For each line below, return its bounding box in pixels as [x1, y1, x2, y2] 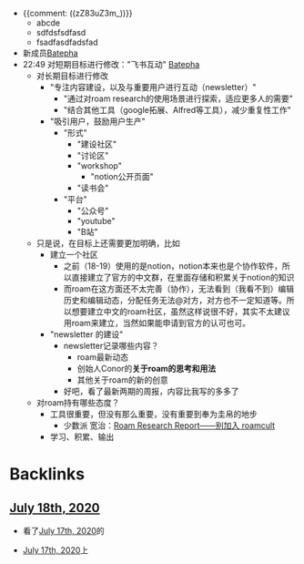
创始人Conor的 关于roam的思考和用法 [76, 364, 217, 374]
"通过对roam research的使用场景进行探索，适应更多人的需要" [63, 93, 293, 104]
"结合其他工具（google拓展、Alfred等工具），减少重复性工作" [63, 105, 291, 115]
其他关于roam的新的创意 [76, 374, 168, 385]
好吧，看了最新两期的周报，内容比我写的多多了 [63, 386, 239, 396]
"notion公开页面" [90, 171, 155, 181]
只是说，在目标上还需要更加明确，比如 [35, 238, 180, 249]
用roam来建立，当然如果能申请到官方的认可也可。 [63, 318, 250, 328]
